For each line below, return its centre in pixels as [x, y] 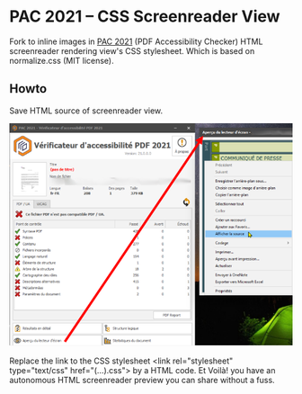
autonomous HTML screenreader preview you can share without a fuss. [142, 381]
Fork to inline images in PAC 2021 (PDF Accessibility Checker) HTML [136, 41]
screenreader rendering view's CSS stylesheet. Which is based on [132, 50]
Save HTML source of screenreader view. [86, 111]
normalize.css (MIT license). [62, 60]
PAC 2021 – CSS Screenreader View [145, 17]
